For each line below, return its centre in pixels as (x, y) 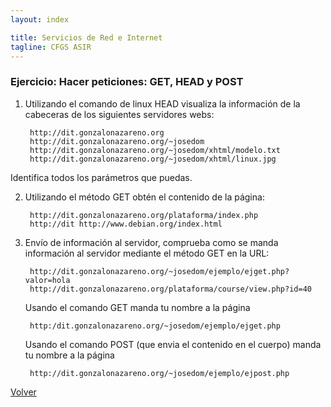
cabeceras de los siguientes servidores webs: (119, 114)
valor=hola (47, 280)
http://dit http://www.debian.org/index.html (126, 224)
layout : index (40, 19)
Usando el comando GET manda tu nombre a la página (137, 307)
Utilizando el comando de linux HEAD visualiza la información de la (162, 103)
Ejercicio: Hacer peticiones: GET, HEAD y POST (127, 82)
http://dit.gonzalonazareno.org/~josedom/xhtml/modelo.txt (155, 150)
